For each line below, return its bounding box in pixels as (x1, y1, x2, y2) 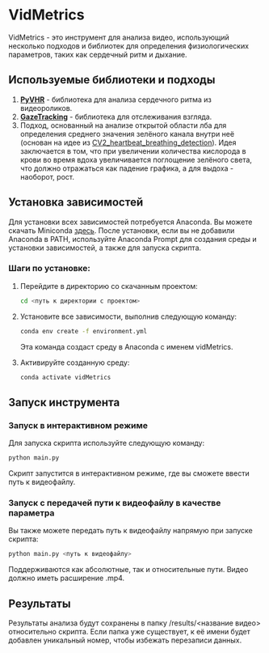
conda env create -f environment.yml (19, 327, 148, 335)
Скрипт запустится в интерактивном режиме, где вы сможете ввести (8, 469, 250, 478)
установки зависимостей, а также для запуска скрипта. (8, 243, 202, 252)
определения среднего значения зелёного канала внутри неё (19, 129, 235, 138)
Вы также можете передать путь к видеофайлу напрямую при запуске (8, 526, 253, 536)
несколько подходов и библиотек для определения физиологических (8, 40, 249, 50)
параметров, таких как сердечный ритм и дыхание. (8, 49, 187, 59)
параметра (8, 507, 55, 519)
